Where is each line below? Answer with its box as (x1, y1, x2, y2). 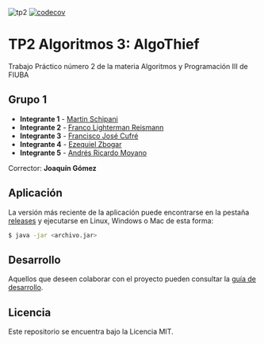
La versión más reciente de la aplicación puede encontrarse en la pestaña (8, 207, 250, 217)
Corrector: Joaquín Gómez (8, 163, 97, 172)
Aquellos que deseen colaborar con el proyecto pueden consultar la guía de (8, 274, 256, 284)
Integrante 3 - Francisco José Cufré (19, 131, 139, 141)
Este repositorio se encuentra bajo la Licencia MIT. (8, 327, 174, 337)
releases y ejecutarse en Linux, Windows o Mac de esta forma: (8, 215, 214, 226)
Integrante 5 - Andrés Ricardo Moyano (19, 148, 147, 157)
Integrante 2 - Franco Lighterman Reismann (19, 122, 164, 132)
